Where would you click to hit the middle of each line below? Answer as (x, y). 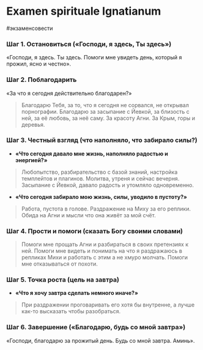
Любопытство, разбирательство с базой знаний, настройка (99, 172)
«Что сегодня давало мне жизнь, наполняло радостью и (91, 154)
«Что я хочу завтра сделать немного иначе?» (77, 293)
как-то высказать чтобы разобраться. (71, 311)
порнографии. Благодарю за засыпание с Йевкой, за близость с (105, 111)
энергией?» (31, 160)
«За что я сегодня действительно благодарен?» (69, 93)
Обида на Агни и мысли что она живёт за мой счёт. (88, 215)
